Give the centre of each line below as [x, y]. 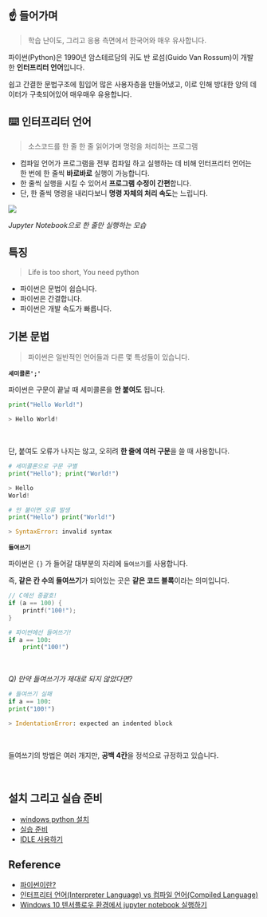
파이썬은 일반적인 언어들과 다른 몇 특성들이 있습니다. [108, 357]
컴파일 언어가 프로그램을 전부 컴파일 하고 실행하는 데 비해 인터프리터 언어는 [136, 163]
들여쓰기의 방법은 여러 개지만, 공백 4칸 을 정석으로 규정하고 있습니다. [114, 755]
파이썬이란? [38, 885]
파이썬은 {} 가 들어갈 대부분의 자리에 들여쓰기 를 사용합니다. [98, 564]
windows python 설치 [55, 819]
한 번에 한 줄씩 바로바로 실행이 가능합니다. [84, 173]
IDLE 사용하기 [41, 839]
